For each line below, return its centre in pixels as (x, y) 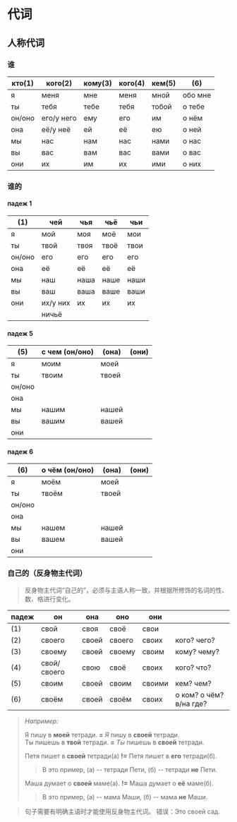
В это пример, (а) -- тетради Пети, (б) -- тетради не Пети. (129, 769)
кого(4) (132, 83)
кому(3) (98, 83)
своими (156, 683)
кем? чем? (193, 683)
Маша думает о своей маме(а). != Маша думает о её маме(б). (119, 783)
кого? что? (193, 667)
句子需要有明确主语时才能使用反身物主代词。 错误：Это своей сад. (122, 811)
